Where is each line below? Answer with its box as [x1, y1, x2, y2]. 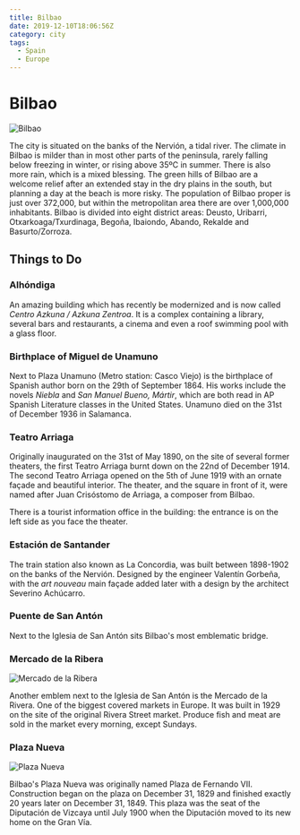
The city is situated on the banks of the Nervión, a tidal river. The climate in [9, 140, 287, 151]
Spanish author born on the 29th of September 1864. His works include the [9, 380, 287, 391]
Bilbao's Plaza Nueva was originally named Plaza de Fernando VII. [9, 779, 253, 789]
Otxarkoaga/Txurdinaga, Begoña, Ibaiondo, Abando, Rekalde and [9, 216, 249, 227]
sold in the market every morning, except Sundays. [9, 719, 197, 730]
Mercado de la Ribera [9, 652, 104, 665]
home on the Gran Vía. [9, 817, 92, 828]
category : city [9, 30, 66, 39]
